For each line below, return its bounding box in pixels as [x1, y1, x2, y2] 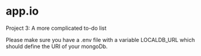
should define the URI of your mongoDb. [6, 43, 108, 50]
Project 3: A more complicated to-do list [6, 24, 107, 32]
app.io [6, 4, 39, 18]
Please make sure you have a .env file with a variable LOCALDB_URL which [6, 36, 195, 43]
